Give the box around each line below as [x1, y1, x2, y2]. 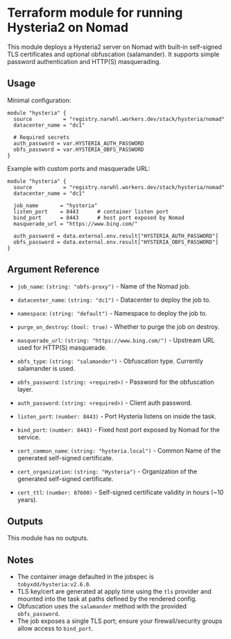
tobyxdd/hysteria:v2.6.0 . [17, 580, 92, 588]
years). [17, 495, 38, 503]
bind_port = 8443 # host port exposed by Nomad [13, 214, 185, 221]
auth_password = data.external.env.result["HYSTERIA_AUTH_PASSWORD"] [13, 232, 219, 239]
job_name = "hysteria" [13, 202, 98, 209]
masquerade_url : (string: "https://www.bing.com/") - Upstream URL [17, 336, 215, 344]
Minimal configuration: [7, 96, 71, 104]
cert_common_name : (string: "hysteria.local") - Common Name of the [17, 446, 221, 455]
